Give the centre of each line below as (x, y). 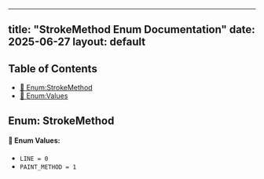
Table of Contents (53, 69)
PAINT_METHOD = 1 (48, 167)
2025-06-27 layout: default (77, 42)
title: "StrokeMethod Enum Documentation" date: (132, 29)
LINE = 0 (34, 159)
